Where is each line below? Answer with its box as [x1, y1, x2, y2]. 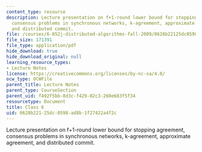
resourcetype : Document [6, 98, 66, 104]
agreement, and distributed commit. [6, 139, 95, 147]
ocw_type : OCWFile [6, 76, 52, 82]
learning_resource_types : [6, 59, 71, 65]
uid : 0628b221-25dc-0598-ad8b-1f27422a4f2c [6, 110, 117, 116]
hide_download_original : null [6, 54, 82, 60]
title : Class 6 [6, 104, 44, 110]
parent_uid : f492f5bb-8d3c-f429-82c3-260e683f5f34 [6, 93, 136, 99]
